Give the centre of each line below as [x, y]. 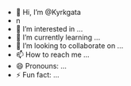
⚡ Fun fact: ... [37, 75]
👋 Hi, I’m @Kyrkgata [48, 12]
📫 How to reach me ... [52, 54]
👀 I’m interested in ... [49, 29]
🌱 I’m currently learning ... [58, 37]
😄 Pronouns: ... [41, 66]
